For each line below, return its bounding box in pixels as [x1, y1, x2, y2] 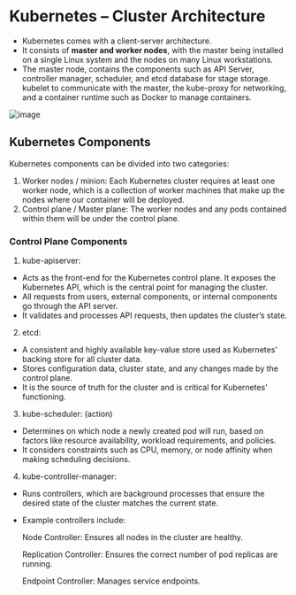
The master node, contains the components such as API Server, [21, 64, 254, 74]
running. [21, 559, 53, 569]
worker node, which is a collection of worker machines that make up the [21, 184, 285, 196]
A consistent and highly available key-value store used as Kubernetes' [21, 344, 278, 355]
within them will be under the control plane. [21, 212, 180, 223]
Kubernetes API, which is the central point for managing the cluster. [21, 282, 269, 293]
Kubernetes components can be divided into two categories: [9, 158, 230, 169]
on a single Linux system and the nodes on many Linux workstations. [21, 54, 274, 65]
